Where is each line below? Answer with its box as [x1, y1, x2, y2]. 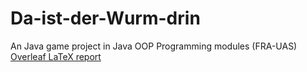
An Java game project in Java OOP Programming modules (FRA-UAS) [10, 40, 298, 52]
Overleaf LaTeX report [10, 50, 102, 62]
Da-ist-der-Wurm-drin [10, 7, 201, 30]
